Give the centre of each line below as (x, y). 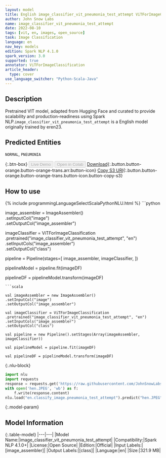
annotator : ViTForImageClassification (45, 65)
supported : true (22, 61)
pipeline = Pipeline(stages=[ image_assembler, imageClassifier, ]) (72, 259)
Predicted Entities (33, 142)
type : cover (22, 74)
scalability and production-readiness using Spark (55, 116)
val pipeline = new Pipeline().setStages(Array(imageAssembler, (73, 335)
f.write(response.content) (42, 393)
